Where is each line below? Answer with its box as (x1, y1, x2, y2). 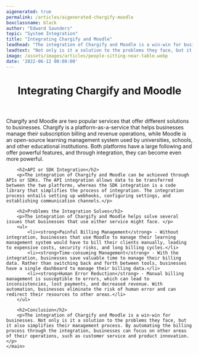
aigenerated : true (6, 8, 52, 15)
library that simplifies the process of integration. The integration (6, 188, 184, 194)
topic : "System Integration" (6, 31, 78, 37)
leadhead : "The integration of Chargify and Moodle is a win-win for (6, 42, 182, 48)
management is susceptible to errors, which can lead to (6, 275, 150, 282)
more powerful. (6, 155, 44, 162)
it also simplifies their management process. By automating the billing (6, 322, 192, 328)
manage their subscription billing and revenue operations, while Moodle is (6, 130, 187, 137)
